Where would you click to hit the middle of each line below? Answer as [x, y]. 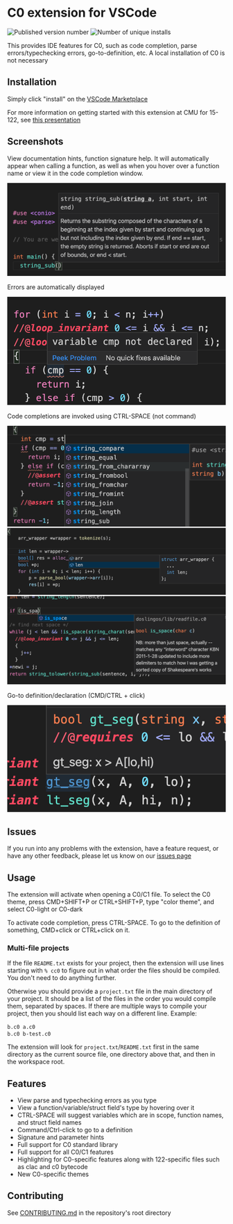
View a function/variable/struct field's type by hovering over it [106, 1108]
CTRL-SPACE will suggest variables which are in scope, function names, [120, 1115]
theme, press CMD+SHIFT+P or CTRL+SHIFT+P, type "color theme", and [111, 901]
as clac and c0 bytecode [52, 1167]
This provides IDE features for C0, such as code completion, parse [102, 45]
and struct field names [49, 1123]
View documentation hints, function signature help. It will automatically [108, 158]
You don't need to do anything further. [62, 978]
